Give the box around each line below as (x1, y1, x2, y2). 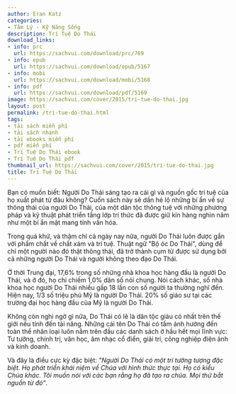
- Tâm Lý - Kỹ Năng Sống (7, 23, 81, 30)
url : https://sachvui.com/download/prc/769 (13, 50, 144, 57)
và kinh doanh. (7, 342, 51, 351)
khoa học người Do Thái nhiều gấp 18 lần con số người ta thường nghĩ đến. (7, 283, 225, 291)
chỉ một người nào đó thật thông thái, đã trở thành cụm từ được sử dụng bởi (7, 247, 227, 255)
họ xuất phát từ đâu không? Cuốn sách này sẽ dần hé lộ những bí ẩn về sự (7, 196, 225, 204)
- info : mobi (7, 69, 46, 77)
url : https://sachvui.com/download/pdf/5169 (13, 89, 147, 96)
